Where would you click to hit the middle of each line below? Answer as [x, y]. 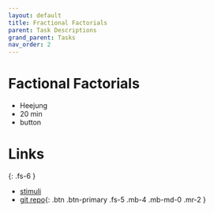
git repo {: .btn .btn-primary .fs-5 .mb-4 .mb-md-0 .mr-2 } [113, 199]
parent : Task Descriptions [53, 30]
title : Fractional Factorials [58, 23]
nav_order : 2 [30, 45]
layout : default [35, 15]
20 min [31, 114]
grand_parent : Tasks [42, 37]
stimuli [30, 191]
